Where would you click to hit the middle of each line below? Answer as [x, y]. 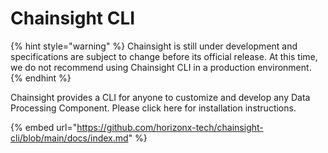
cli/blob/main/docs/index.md [69, 138]
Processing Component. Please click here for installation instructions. [153, 108]
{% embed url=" [44, 127]
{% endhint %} [41, 78]
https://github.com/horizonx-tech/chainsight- [170, 127]
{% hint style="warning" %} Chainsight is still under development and [154, 46]
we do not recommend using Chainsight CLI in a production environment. [161, 67]
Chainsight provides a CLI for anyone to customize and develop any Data [160, 97]
